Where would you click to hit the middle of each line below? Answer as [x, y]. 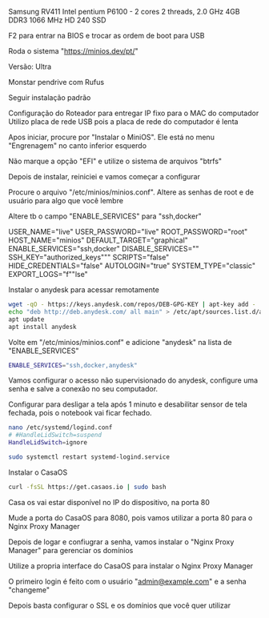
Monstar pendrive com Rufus [56, 82]
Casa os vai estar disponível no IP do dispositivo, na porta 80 [109, 502]
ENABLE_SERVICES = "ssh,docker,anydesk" [73, 365]
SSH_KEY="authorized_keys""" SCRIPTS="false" [89, 257]
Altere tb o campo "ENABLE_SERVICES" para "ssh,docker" [105, 216]
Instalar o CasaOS [38, 472]
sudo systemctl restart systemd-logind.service [89, 457]
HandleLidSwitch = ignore [48, 443]
